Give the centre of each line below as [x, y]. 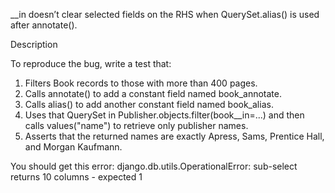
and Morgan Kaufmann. [73, 147]
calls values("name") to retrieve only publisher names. [136, 125]
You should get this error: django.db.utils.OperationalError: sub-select [154, 166]
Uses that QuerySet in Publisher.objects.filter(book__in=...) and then [164, 115]
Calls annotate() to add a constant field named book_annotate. [153, 93]
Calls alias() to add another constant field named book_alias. [149, 104]
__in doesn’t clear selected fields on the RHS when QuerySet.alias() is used [165, 14]
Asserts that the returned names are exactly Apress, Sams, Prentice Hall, [174, 136]
